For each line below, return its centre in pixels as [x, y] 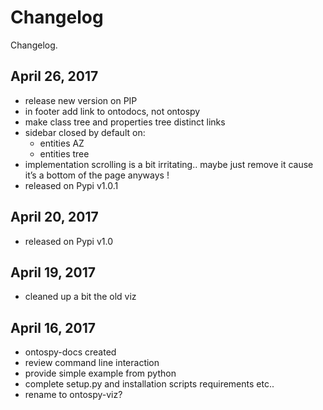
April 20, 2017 [54, 217]
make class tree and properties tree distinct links [125, 122]
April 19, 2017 [53, 272]
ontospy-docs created [70, 352]
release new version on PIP [81, 100]
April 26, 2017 [54, 76]
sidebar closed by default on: [85, 132]
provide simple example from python [100, 373]
